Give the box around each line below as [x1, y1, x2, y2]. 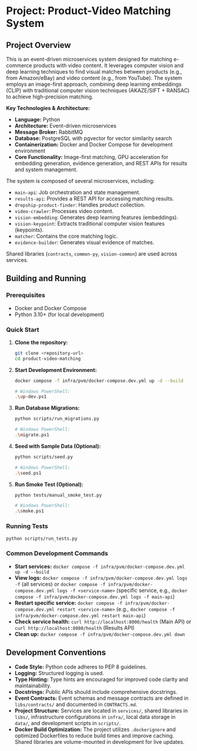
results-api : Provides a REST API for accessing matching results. [14, 195, 175, 202]
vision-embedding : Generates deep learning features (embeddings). [14, 214, 178, 221]
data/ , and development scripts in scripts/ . [14, 719, 121, 726]
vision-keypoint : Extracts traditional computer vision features [14, 220, 165, 227]
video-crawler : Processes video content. [14, 208, 114, 214]
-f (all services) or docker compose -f [14, 580, 106, 587]
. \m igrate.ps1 [14, 432, 49, 438]
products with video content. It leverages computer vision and [33, 62, 184, 69]
